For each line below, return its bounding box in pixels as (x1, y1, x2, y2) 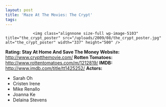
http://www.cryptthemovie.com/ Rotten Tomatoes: (5, 54, 113, 60)
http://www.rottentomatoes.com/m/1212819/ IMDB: (5, 60, 113, 66)
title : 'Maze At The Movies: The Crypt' (5, 12, 93, 17)
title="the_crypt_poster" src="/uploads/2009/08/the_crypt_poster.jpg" (5, 35, 161, 41)
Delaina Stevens (12, 97, 47, 103)
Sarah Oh (12, 75, 33, 81)
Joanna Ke (12, 92, 36, 98)
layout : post (5, 7, 33, 13)
